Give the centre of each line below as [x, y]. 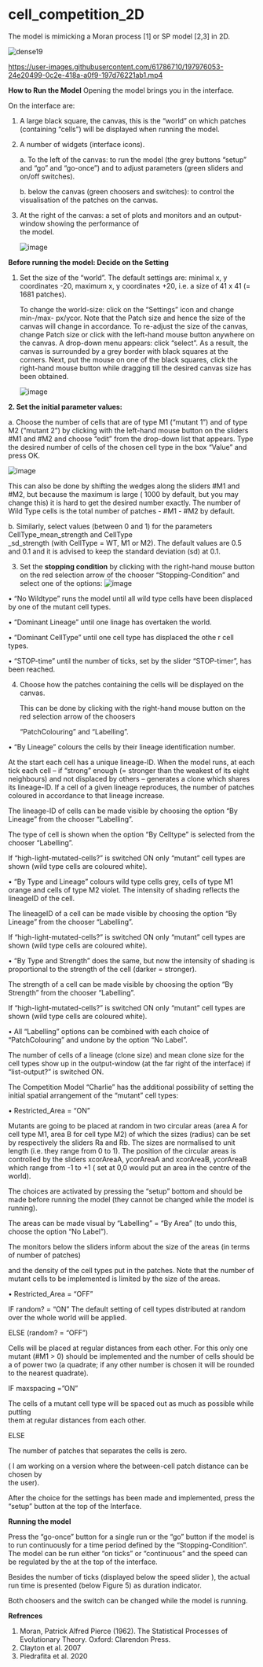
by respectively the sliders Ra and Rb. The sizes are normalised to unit [122, 1143]
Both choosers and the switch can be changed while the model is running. [128, 1600]
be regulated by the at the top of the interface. [83, 1562]
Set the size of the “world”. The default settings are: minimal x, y [123, 278]
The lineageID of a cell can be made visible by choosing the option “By [122, 913]
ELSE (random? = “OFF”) [48, 1332]
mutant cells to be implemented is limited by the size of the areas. [114, 1279]
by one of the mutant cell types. [60, 606]
